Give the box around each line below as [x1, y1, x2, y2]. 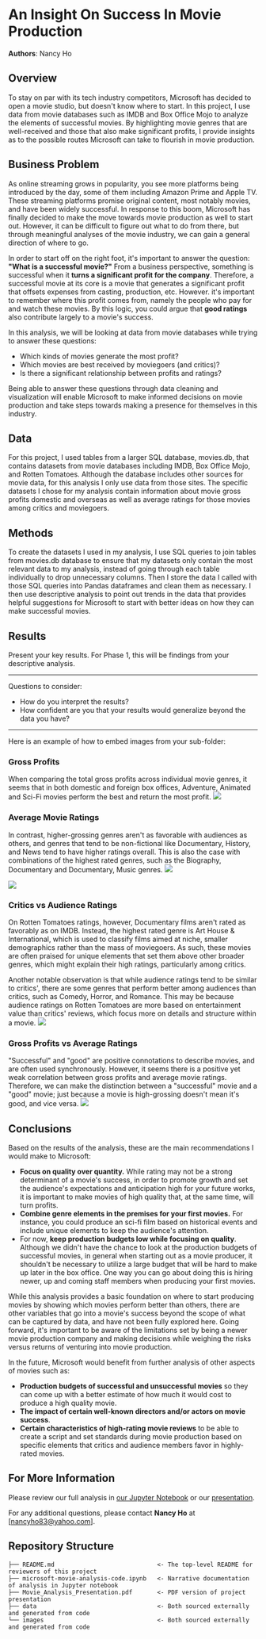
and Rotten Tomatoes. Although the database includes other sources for [8, 469, 244, 479]
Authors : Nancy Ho [8, 48, 73, 58]
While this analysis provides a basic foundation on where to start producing [8, 1292, 255, 1301]
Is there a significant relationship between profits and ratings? [19, 368, 222, 377]
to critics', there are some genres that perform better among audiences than [8, 983, 256, 993]
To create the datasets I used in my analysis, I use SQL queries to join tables [8, 547, 256, 557]
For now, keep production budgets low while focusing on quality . [19, 1235, 237, 1243]
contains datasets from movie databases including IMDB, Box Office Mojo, [8, 461, 251, 471]
